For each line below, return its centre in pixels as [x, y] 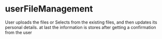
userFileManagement [49, 9]
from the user [19, 32]
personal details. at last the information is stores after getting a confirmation [81, 27]
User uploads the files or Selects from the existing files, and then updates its [81, 22]
